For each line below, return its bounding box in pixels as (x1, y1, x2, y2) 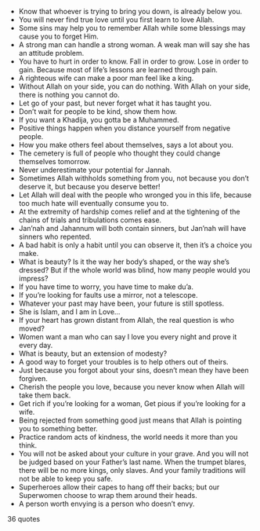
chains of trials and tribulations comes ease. (18, 215, 162, 225)
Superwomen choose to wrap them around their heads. (18, 491, 197, 500)
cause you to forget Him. (18, 31, 99, 41)
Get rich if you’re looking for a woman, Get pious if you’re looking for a (18, 399, 246, 408)
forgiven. (18, 374, 49, 383)
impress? (18, 274, 49, 283)
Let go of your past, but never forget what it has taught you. (18, 98, 212, 108)
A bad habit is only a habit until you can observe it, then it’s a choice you (18, 240, 252, 250)
